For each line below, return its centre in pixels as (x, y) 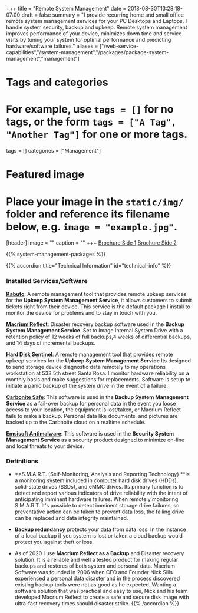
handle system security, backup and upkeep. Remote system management (97, 27)
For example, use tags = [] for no (90, 109)
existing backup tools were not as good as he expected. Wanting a (95, 584)
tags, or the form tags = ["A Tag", (91, 122)
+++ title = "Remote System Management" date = (66, 9)
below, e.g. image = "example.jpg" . (92, 227)
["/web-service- (119, 46)
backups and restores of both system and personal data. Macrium (95, 566)
